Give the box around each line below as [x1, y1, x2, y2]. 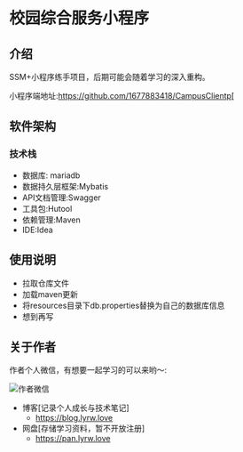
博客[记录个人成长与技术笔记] [21, 402, 130, 414]
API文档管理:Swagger [21, 192, 102, 203]
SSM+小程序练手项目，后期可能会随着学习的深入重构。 [9, 72, 210, 82]
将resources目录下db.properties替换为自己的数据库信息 [21, 300, 225, 311]
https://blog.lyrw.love [35, 413, 114, 424]
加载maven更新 [21, 288, 78, 299]
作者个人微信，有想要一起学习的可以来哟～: [9, 365, 168, 375]
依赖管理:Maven [21, 214, 82, 225]
